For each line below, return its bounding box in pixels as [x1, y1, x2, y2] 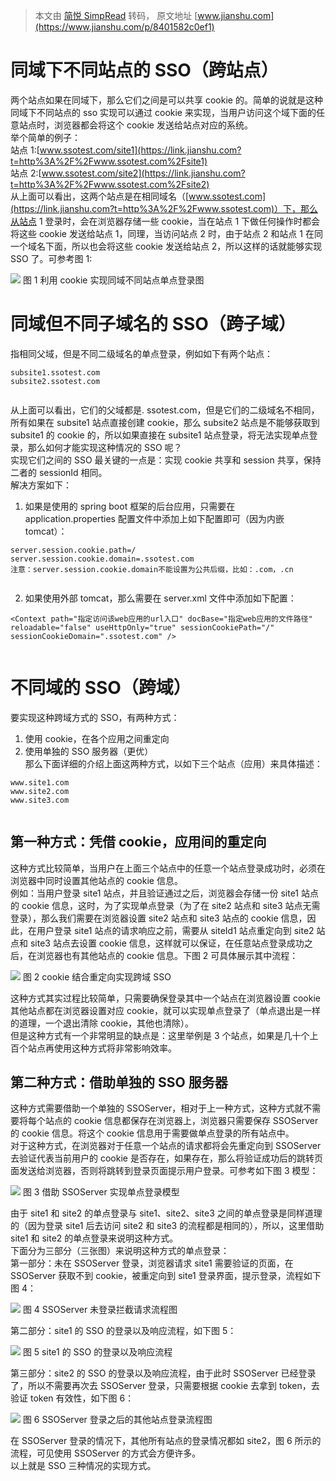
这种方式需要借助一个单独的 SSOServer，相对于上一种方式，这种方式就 [10, 1102, 304, 1114]
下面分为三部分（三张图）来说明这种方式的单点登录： [10, 1245, 230, 1257]
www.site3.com [10, 795, 70, 805]
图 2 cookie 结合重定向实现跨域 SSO [22, 970, 172, 983]
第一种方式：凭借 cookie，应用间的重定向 [10, 834, 267, 851]
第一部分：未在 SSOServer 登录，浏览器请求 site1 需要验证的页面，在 [10, 1257, 294, 1269]
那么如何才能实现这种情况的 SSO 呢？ [27, 441, 183, 453]
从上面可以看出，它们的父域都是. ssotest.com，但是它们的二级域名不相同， [10, 404, 320, 416]
